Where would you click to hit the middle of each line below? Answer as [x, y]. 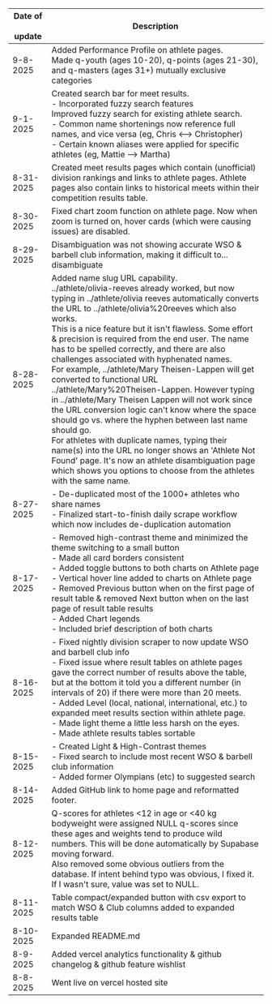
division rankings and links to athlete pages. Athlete [149, 178]
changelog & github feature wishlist [119, 964]
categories [72, 80]
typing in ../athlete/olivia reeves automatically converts [155, 298]
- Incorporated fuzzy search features [123, 103]
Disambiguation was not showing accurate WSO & [147, 245]
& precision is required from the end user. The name [150, 339]
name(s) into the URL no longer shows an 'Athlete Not [153, 451]
